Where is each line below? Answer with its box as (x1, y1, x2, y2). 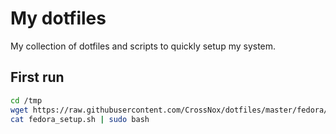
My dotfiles (10, 7, 107, 30)
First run (10, 69, 65, 86)
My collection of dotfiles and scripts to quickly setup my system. (10, 40, 277, 52)
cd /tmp (10, 95, 43, 106)
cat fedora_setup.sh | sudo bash (10, 114, 150, 124)
